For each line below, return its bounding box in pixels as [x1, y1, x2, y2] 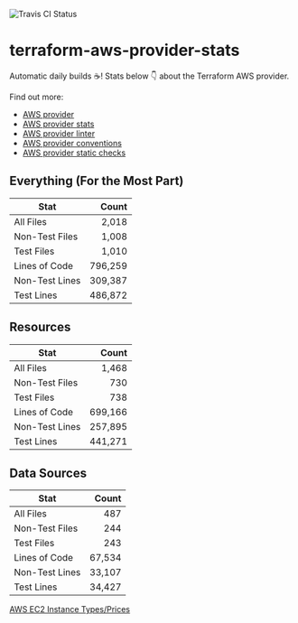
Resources [9, 320, 71, 335]
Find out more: [9, 91, 64, 102]
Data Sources [9, 465, 88, 480]
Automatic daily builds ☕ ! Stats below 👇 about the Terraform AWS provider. [9, 70, 290, 81]
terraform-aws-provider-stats [9, 41, 240, 60]
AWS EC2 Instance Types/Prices [9, 604, 131, 615]
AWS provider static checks [22, 147, 126, 158]
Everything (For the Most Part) [9, 173, 184, 189]
